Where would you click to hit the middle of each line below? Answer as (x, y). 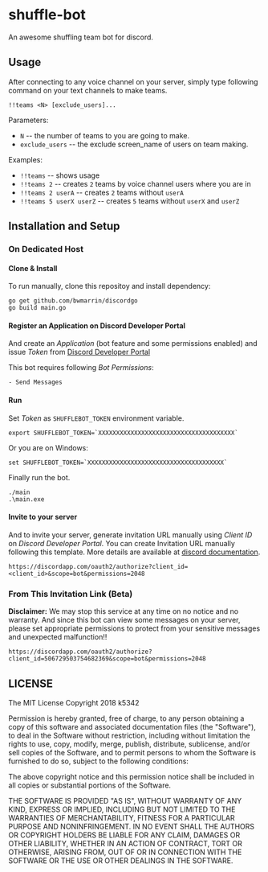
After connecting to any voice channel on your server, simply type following (133, 81)
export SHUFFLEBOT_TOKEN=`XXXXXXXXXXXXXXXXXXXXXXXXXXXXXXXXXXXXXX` (124, 433)
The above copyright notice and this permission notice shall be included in (131, 776)
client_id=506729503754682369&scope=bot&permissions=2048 (107, 659)
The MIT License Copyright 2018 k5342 (74, 702)
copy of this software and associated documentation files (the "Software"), (132, 726)
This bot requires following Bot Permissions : (81, 368)
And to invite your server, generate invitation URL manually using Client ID (130, 535)
